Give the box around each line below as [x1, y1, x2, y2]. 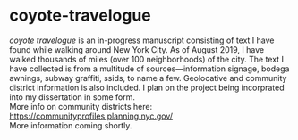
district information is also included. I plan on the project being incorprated [9, 82, 285, 93]
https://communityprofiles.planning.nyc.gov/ [9, 111, 173, 121]
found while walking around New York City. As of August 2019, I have [9, 44, 265, 54]
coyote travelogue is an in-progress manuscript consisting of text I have [9, 35, 275, 45]
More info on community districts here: [9, 101, 153, 111]
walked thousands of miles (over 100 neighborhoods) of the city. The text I [9, 54, 285, 64]
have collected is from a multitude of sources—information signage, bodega [9, 63, 290, 74]
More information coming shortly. [9, 119, 132, 130]
